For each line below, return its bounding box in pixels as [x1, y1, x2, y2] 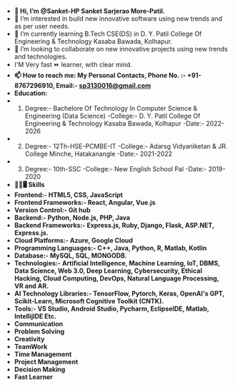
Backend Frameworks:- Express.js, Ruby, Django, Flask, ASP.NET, [14, 221, 214, 229]
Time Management [14, 350, 72, 358]
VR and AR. [14, 282, 49, 290]
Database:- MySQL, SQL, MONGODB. [14, 251, 127, 260]
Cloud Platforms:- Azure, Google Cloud [14, 236, 134, 244]
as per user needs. [14, 22, 70, 30]
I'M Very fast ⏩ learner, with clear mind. [14, 61, 132, 69]
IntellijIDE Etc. [14, 312, 57, 321]
